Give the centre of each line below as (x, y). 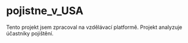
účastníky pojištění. (30, 33)
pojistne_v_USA (45, 11)
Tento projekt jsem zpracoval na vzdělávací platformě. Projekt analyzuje (94, 27)
